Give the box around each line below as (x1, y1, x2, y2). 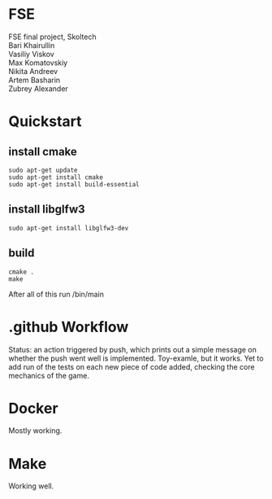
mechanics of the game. (8, 370, 89, 380)
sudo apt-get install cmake (8, 173, 104, 182)
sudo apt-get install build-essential (8, 180, 140, 188)
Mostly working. (8, 426, 63, 436)
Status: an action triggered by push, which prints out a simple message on (8, 344, 257, 354)
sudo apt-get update (8, 166, 79, 174)
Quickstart (8, 112, 83, 131)
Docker (8, 399, 58, 418)
